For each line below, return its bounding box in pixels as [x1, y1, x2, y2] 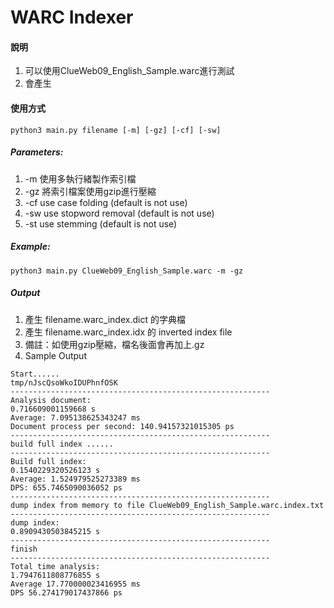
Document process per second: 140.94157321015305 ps [10, 421, 235, 431]
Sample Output [24, 349, 87, 361]
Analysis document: [10, 395, 92, 405]
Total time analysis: [10, 561, 101, 571]
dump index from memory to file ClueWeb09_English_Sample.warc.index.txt [10, 500, 325, 510]
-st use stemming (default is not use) [24, 217, 178, 230]
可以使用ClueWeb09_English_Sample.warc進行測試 [24, 65, 235, 77]
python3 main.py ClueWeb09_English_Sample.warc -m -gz [10, 266, 244, 276]
